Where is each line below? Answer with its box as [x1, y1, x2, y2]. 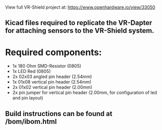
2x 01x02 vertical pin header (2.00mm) [12, 84, 93, 90]
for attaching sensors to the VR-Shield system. [5, 26, 155, 35]
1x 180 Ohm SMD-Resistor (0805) [12, 63, 81, 69]
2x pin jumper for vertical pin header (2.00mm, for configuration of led [12, 89, 157, 95]
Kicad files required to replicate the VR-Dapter [5, 18, 153, 27]
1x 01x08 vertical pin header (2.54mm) [12, 79, 92, 85]
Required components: [5, 46, 102, 58]
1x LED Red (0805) [12, 68, 51, 74]
